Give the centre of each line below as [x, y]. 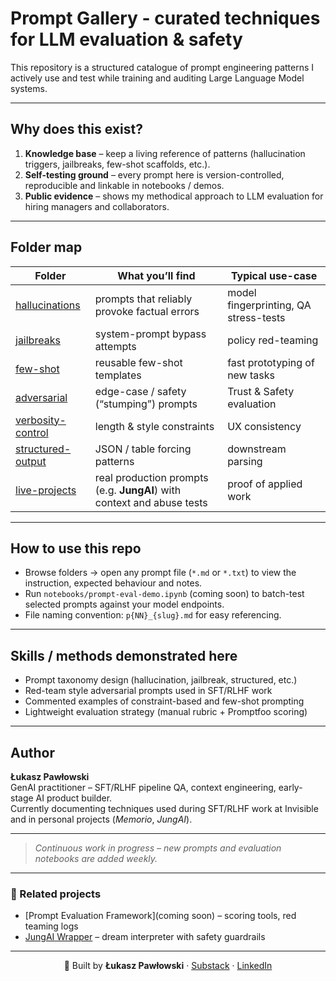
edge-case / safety [140, 391]
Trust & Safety [261, 391]
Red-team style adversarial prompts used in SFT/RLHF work [148, 691]
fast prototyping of [271, 362]
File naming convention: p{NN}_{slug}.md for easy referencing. [153, 615]
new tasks [251, 375]
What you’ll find [156, 275]
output [31, 461]
